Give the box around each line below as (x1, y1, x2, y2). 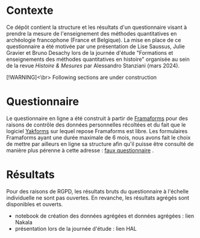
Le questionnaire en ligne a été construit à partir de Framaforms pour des (6, 114, 189, 122)
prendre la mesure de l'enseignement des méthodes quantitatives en (6, 30, 177, 37)
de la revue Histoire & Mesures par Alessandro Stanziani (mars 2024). (6, 61, 180, 69)
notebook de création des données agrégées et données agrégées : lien (14, 212, 195, 219)
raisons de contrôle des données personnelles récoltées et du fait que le (6, 121, 186, 128)
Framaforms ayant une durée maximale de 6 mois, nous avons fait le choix (6, 134, 191, 141)
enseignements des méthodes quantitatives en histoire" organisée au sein (6, 55, 190, 63)
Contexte (6, 4, 54, 17)
